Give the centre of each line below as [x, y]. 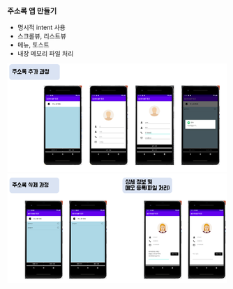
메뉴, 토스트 [33, 45]
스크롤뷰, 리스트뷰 [42, 36]
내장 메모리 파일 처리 [45, 54]
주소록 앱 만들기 [32, 10]
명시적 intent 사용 [42, 28]
